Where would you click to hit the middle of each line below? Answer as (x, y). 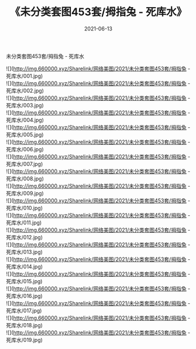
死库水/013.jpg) (24, 252)
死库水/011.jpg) (24, 222)
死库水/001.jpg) (25, 76)
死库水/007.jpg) (25, 164)
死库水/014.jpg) (24, 266)
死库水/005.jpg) (25, 134)
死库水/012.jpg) (24, 237)
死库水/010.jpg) (24, 208)
